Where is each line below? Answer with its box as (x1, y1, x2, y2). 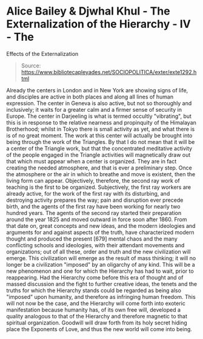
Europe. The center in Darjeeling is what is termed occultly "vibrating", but (6, 112, 192, 120)
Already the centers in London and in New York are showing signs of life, (6, 86, 188, 94)
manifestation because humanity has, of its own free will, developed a (6, 306, 181, 313)
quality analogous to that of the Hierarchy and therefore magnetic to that (6, 312, 188, 320)
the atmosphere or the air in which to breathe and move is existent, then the (6, 170, 196, 177)
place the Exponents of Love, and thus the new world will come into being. (6, 325, 193, 332)
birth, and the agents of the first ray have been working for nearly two (6, 202, 181, 210)
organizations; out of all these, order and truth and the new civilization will (6, 248, 191, 255)
